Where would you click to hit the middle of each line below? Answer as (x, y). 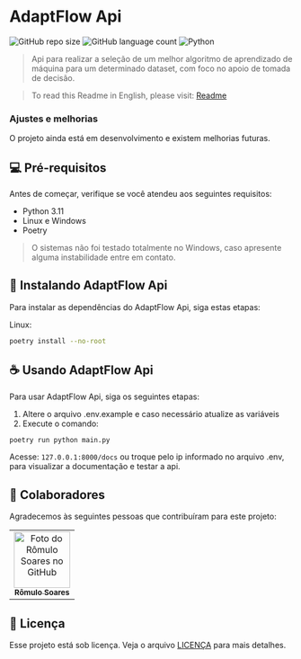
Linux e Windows (54, 221)
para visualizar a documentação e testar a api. (95, 467)
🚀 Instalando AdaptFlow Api (89, 285)
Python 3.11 (43, 211)
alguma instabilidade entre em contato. (103, 257)
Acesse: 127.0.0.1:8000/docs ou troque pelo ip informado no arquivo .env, (147, 457)
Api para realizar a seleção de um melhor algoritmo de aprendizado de (162, 58)
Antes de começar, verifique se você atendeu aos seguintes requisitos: (141, 194)
